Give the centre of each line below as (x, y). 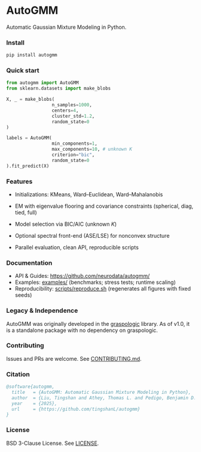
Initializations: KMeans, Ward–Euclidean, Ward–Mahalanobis (89, 194)
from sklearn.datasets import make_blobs (59, 89)
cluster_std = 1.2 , (73, 116)
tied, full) (26, 212)
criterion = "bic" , (73, 155)
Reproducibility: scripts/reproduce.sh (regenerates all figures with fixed (103, 289)
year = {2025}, (35, 403)
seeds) (23, 295)
